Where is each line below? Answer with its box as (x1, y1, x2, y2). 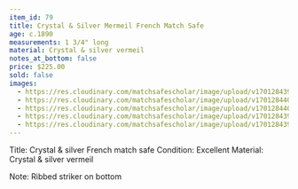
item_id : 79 (9, 12, 53, 22)
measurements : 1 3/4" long (9, 37, 109, 47)
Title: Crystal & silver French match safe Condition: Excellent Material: (9, 145, 264, 155)
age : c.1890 (9, 29, 53, 38)
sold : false (9, 71, 53, 80)
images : (9, 79, 38, 88)
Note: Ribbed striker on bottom (9, 171, 122, 182)
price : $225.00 (9, 63, 66, 72)
